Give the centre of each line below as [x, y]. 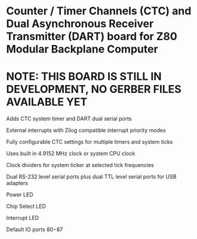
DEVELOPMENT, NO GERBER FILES [94, 90]
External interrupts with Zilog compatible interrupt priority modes [86, 131]
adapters [17, 183]
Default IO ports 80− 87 [35, 229]
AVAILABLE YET [47, 102]
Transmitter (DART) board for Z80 [92, 37]
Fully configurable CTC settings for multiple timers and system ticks [90, 142]
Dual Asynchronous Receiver [80, 24]
